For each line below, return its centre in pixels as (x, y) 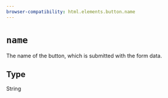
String (14, 89)
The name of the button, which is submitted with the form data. (84, 56)
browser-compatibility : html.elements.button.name (71, 12)
